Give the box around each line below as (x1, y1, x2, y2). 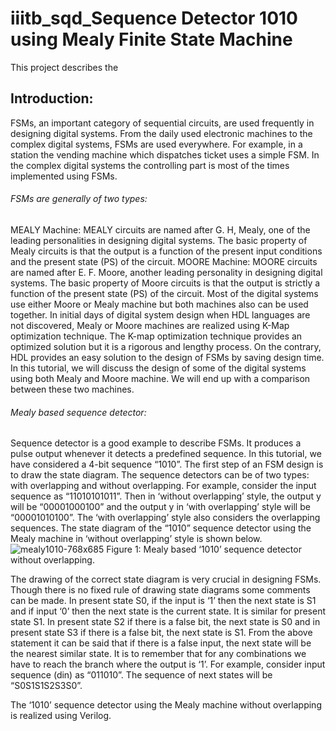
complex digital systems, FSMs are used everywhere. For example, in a (10, 138, 303, 150)
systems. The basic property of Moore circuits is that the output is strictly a (10, 277, 321, 289)
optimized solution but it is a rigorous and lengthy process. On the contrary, (10, 340, 322, 352)
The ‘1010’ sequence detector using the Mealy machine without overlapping (10, 699, 322, 711)
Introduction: (10, 90, 94, 107)
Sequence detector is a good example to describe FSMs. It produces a (10, 437, 302, 449)
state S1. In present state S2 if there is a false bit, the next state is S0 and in (10, 616, 321, 628)
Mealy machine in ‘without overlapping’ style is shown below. (10, 533, 263, 545)
